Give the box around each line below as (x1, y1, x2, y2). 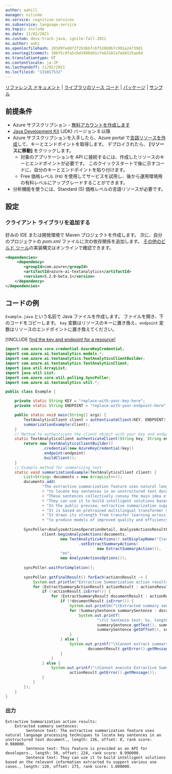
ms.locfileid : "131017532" (5, 70, 63, 75)
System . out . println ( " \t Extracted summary (69, 604, 159, 609)
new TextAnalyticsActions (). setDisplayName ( (60, 536, 157, 541)
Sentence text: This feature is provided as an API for (26, 746, 147, 751)
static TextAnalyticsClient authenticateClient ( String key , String (14, 436, 161, 441)
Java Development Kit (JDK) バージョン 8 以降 (12, 128, 111, 134)
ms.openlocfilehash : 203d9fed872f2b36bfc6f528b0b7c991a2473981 (5, 46, 143, 51)
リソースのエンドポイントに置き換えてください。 (14, 326, 117, 333)
